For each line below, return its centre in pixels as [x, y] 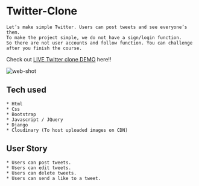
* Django [17, 125]
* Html [14, 104]
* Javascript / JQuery [35, 119]
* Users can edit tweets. [39, 168]
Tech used [26, 90]
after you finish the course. [44, 48]
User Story [27, 149]
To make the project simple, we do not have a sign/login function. [94, 37]
